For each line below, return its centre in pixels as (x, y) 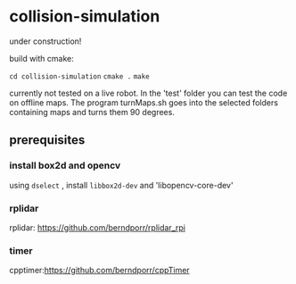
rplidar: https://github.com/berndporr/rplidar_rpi (97, 227)
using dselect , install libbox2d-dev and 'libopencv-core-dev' (121, 185)
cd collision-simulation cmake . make (79, 76)
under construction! (45, 41)
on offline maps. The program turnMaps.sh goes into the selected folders (144, 102)
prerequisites (47, 140)
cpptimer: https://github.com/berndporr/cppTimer (99, 271)
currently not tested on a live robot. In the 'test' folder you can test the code (148, 93)
